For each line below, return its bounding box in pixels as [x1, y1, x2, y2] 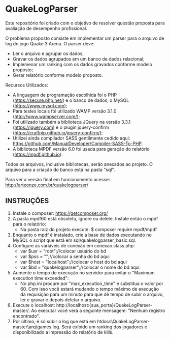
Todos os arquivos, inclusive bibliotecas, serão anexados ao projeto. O [5, 161, 153, 167]
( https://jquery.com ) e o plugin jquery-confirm [12, 124, 109, 130]
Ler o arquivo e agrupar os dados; [12, 50, 84, 56]
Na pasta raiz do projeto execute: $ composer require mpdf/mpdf [20, 226, 157, 232]
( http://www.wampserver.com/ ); [12, 113, 80, 120]
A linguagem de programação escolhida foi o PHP [12, 92, 117, 98]
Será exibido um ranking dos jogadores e [61, 324, 148, 330]
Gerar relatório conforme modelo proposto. [12, 72, 103, 78]
